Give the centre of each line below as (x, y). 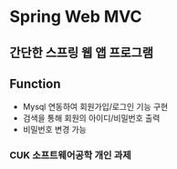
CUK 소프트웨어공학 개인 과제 (71, 155)
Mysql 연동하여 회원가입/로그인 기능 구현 (95, 107)
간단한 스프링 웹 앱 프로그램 (81, 52)
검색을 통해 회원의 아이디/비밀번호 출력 (91, 118)
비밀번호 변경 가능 (54, 130)
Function (35, 84)
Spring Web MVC (76, 17)
